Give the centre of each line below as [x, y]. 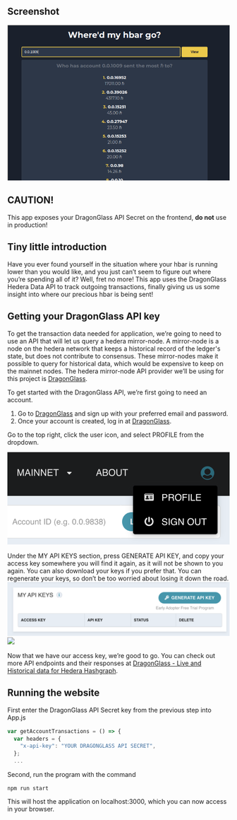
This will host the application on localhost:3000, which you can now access [117, 802]
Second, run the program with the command [72, 775]
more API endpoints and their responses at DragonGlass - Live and [104, 663]
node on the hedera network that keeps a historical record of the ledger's [114, 348]
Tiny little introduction [57, 247]
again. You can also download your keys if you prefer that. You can [105, 570]
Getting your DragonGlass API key [84, 316]
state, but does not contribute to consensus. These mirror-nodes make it [113, 356]
